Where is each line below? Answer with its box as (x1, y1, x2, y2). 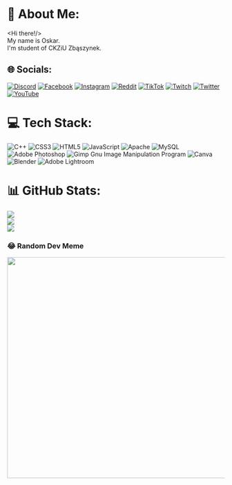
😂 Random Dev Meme (7, 241, 84, 251)
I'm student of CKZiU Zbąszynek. (7, 44, 102, 52)
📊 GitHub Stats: (7, 182, 101, 198)
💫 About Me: (7, 6, 80, 22)
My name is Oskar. (7, 36, 60, 44)
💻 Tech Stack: (7, 115, 93, 131)
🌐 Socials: (7, 64, 52, 75)
